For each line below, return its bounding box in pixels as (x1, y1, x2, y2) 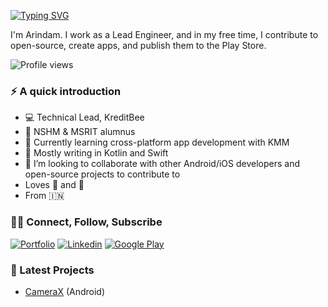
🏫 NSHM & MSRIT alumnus (24, 126, 136, 138)
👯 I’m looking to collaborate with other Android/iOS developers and (24, 158, 301, 170)
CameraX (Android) (24, 285, 106, 297)
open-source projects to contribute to (24, 168, 181, 180)
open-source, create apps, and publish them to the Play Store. (10, 40, 267, 51)
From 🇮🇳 (24, 190, 65, 202)
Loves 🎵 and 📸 (24, 179, 85, 191)
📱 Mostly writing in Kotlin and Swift (24, 147, 169, 159)
